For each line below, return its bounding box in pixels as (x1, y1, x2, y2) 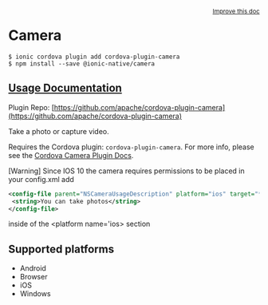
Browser (19, 272, 48, 282)
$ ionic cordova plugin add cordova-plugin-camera (8, 53, 180, 61)
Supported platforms (8, 242, 114, 255)
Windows (19, 289, 51, 299)
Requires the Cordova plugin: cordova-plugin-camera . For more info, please (8, 142, 255, 152)
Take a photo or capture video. (8, 126, 109, 136)
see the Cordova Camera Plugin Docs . (8, 150, 134, 160)
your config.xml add (8, 174, 74, 184)
